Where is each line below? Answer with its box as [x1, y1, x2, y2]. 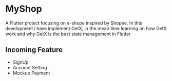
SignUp [12, 59, 29, 65]
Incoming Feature [5, 45, 63, 54]
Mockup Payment [12, 70, 50, 76]
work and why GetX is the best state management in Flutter [5, 31, 131, 37]
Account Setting [12, 64, 47, 70]
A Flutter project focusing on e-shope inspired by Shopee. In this [5, 20, 142, 26]
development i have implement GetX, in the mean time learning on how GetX [5, 25, 167, 31]
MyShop [5, 3, 42, 15]
